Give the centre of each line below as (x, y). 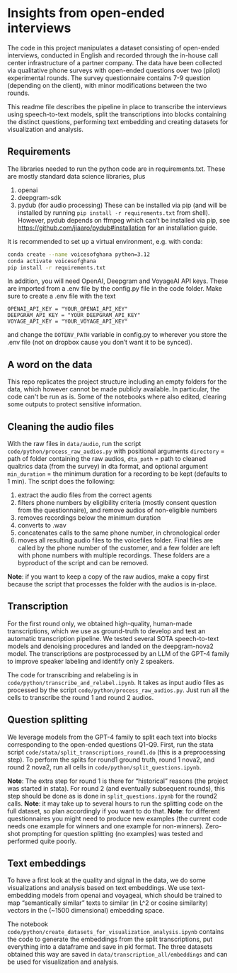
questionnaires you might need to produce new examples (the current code (117, 818)
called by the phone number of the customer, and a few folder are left (119, 548)
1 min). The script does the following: (61, 481)
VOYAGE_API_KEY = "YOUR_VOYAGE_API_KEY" (68, 322)
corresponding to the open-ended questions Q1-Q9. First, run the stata (110, 744)
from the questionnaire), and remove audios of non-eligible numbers (117, 510)
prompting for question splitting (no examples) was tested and (112, 833)
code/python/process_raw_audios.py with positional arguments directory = (116, 451)
